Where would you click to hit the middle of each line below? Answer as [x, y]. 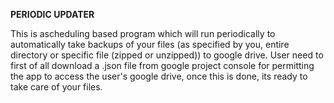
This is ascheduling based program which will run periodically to [143, 33]
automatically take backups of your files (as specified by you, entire [150, 44]
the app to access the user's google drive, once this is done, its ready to [159, 76]
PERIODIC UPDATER [52, 14]
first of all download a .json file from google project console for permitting [162, 65]
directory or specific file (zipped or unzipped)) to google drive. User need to [167, 55]
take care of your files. [56, 87]
